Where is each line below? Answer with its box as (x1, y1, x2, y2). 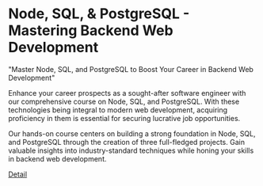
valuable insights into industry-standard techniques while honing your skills (8, 146, 254, 155)
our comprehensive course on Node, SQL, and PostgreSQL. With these (8, 97, 240, 106)
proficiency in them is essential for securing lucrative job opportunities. (8, 113, 241, 123)
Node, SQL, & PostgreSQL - (8, 5, 190, 23)
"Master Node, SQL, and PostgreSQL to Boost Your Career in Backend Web (8, 64, 253, 74)
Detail (8, 169, 28, 179)
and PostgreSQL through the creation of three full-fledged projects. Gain (8, 137, 246, 146)
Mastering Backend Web (8, 21, 173, 40)
